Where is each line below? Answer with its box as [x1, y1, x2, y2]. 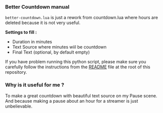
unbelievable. [5, 103, 33, 109]
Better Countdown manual [5, 3, 70, 10]
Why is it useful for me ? [5, 82, 64, 88]
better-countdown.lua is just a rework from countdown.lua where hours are [5, 15, 158, 21]
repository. [5, 69, 27, 75]
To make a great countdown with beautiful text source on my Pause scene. [5, 92, 158, 99]
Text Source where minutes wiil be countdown [12, 44, 107, 50]
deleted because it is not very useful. [5, 20, 81, 26]
